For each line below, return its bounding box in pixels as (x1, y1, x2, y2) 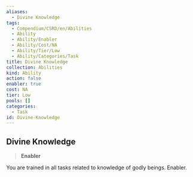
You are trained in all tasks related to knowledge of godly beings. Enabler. (6, 164, 187, 171)
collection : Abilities (6, 64, 63, 71)
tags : (6, 20, 20, 26)
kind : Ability (6, 70, 42, 76)
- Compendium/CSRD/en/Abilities (11, 25, 93, 32)
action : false (6, 75, 42, 81)
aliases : (6, 8, 28, 15)
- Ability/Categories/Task (11, 53, 79, 59)
